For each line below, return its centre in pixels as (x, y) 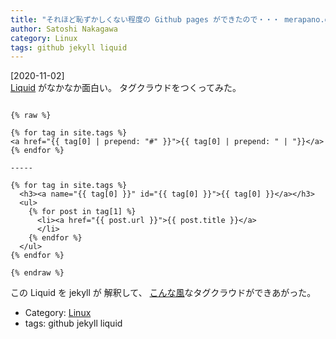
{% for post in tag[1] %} (82, 212)
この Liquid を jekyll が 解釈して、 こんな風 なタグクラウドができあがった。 (163, 293)
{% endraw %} (37, 273)
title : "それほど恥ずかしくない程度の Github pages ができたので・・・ (145, 19)
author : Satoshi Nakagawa (64, 29)
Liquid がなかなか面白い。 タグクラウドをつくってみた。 (126, 88)
